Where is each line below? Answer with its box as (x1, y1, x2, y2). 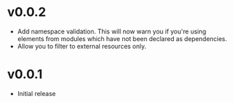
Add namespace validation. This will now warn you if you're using (17, 27, 207, 35)
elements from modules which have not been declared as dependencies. (17, 34, 228, 42)
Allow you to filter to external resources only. (17, 42, 147, 50)
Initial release (17, 89, 56, 97)
